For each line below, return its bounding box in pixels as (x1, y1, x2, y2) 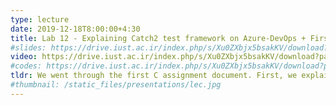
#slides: (10, 42, 47, 53)
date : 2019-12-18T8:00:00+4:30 (10, 24, 141, 34)
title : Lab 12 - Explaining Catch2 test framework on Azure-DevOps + (10, 33, 307, 43)
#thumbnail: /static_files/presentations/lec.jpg (10, 80, 222, 90)
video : (10, 52, 38, 62)
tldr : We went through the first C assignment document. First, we (10, 71, 298, 81)
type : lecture (10, 14, 70, 25)
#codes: (10, 61, 43, 71)
